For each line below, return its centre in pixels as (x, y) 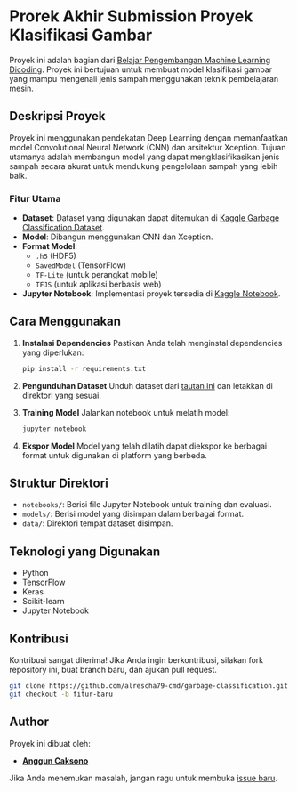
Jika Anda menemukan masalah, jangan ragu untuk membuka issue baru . (144, 778)
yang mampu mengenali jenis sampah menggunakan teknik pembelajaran (144, 78)
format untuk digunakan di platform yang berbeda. (114, 455)
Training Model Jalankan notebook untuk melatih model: (126, 412)
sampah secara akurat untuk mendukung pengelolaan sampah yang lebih (144, 166)
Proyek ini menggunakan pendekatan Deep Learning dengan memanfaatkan (149, 137)
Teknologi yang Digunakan (85, 551)
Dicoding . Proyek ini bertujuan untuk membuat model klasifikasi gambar (141, 69)
